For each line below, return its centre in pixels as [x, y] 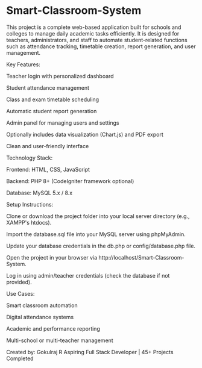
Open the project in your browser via [52, 257]
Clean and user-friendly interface [48, 146]
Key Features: [23, 64]
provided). [19, 282]
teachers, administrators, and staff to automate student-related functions [97, 40]
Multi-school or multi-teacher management [60, 340]
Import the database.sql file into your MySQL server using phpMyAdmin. [96, 234]
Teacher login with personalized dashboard [60, 76]
